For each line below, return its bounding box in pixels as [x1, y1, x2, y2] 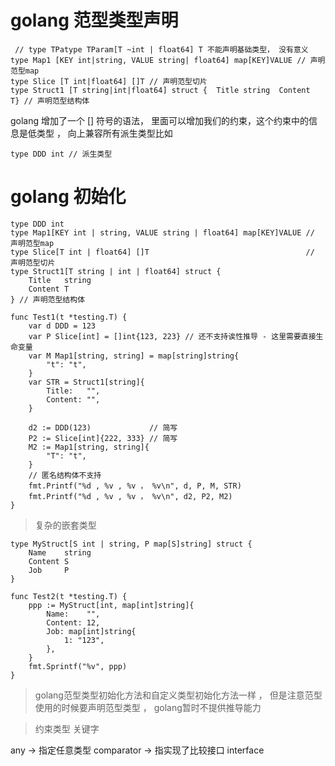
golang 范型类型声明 [10, 9, 179, 32]
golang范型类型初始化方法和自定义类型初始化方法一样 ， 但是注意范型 [34, 689, 323, 701]
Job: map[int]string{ [46, 626, 137, 636]
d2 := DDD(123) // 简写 [28, 422, 178, 433]
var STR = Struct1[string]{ [28, 377, 145, 387]
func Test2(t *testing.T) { [10, 591, 128, 601]
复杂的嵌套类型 [34, 519, 97, 531]
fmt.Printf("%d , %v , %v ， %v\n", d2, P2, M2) [28, 491, 233, 501]
